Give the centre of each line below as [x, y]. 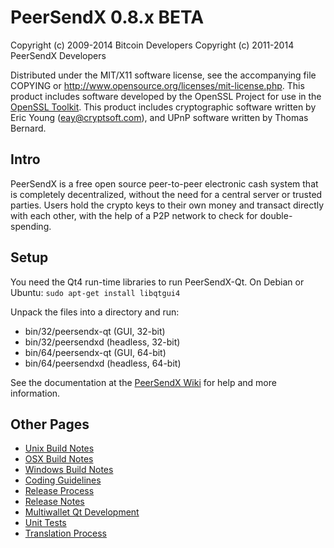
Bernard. [28, 128]
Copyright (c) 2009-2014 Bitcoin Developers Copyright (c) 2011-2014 [152, 45]
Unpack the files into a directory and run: [95, 312]
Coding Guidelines [63, 480]
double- [276, 215]
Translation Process [65, 533]
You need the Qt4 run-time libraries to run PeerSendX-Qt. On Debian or [157, 282]
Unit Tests [45, 523]
